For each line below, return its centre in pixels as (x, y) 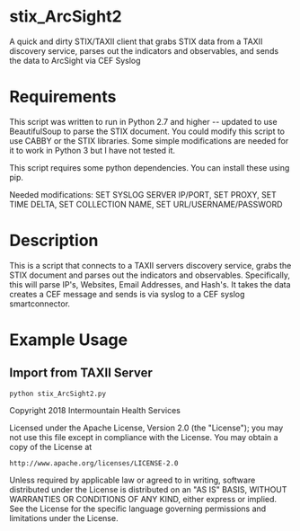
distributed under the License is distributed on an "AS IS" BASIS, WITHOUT (148, 489)
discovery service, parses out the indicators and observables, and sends (144, 50)
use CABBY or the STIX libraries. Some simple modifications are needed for (149, 140)
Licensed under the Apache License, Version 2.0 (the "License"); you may (146, 428)
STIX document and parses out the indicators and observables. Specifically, (150, 275)
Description (54, 241)
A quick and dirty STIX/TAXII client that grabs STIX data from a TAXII (136, 41)
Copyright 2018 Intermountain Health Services (95, 410)
